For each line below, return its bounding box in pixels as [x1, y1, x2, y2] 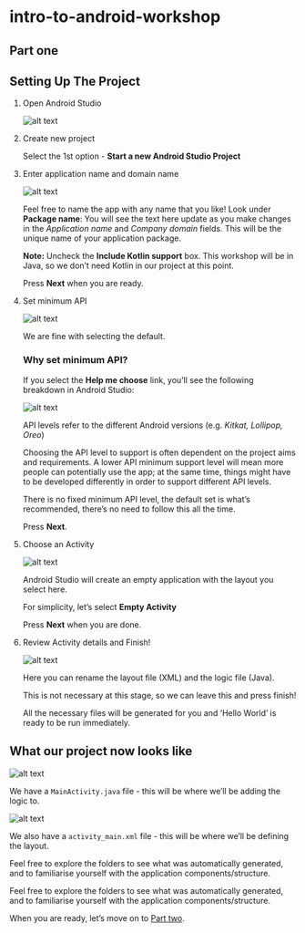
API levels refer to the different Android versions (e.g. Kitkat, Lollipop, [22, 420, 284, 430]
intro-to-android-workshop [9, 6, 221, 27]
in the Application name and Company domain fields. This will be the [22, 223, 282, 234]
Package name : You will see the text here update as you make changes [22, 213, 291, 224]
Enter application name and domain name [22, 169, 179, 180]
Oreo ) [22, 429, 46, 440]
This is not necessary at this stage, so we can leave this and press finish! [22, 689, 297, 700]
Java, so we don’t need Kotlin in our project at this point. [22, 260, 235, 271]
